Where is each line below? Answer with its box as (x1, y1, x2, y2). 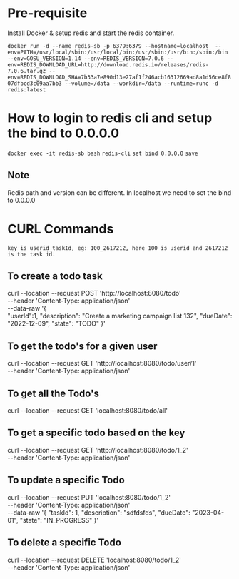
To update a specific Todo (7, 474, 125, 486)
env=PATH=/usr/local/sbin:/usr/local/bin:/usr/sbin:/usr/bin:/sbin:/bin (7, 49, 228, 56)
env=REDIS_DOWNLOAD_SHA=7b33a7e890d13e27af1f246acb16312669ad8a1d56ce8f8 (7, 74, 232, 81)
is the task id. (7, 251, 56, 258)
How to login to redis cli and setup (7, 110, 213, 126)
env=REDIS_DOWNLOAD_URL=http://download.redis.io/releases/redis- (7, 61, 209, 69)
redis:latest (7, 86, 46, 94)
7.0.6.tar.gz (7, 67, 46, 74)
